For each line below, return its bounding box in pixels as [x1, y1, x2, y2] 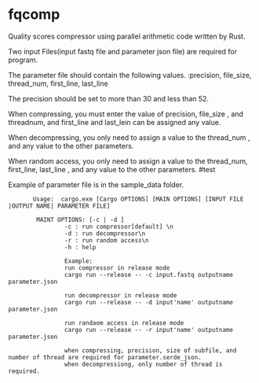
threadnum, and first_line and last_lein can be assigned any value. [8, 117, 221, 127]
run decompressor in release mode [64, 291, 177, 300]
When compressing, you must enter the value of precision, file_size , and [8, 109, 243, 119]
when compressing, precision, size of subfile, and [64, 346, 237, 355]
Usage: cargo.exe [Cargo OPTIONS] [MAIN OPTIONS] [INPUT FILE [32, 195, 244, 203]
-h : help [64, 243, 97, 251]
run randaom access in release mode [64, 319, 184, 327]
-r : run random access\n [64, 236, 149, 245]
